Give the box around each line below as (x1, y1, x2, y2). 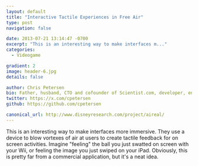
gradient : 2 (6, 63, 35, 69)
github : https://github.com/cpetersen (6, 101, 101, 107)
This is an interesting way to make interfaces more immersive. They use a (6, 128, 185, 135)
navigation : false (6, 25, 51, 31)
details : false (6, 74, 44, 80)
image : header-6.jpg (6, 69, 57, 74)
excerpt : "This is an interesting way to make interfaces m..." (6, 41, 167, 47)
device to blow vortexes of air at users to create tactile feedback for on (6, 134, 179, 141)
